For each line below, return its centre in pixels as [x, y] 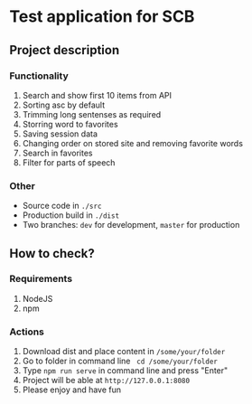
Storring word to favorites [70, 124]
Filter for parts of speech [69, 162]
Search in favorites [57, 153]
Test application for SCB [102, 17]
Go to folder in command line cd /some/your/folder [120, 361]
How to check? [52, 254]
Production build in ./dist [71, 215]
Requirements [41, 279]
